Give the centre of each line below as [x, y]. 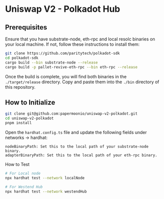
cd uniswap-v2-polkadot [30, 118]
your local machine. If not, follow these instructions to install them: [72, 44]
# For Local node [23, 173]
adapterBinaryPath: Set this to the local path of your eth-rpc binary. [81, 155]
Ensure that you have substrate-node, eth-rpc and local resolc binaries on [80, 39]
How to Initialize [30, 102]
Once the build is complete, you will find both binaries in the [66, 76]
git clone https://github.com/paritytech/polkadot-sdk [63, 53]
